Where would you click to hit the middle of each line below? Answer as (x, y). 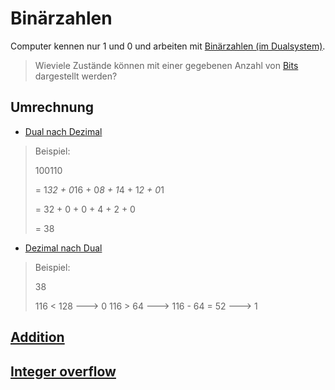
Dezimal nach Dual (63, 248)
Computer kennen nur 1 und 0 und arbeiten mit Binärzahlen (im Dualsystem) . (168, 46)
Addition (37, 337)
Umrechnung (52, 107)
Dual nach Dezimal (63, 131)
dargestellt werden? (76, 76)
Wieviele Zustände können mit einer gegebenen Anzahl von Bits (166, 65)
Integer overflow (63, 371)
